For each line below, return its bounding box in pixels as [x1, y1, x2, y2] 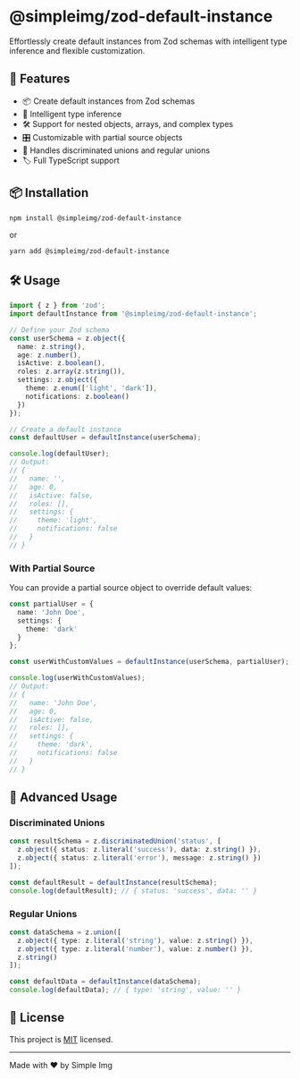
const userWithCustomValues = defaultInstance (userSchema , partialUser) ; [9, 658, 290, 667]
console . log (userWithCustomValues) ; [9, 674, 146, 683]
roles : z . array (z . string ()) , [17, 367, 126, 377]
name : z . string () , [17, 342, 87, 351]
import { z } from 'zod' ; [9, 302, 105, 310]
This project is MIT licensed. [9, 1033, 113, 1044]
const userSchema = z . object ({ [9, 334, 126, 343]
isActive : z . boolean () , [17, 359, 105, 368]
